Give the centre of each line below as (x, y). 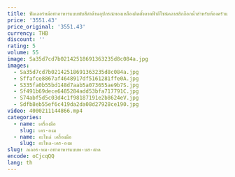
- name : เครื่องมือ (35, 124)
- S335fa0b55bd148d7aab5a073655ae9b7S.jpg (76, 85)
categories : (24, 117)
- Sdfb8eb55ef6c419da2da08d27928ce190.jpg (76, 105)
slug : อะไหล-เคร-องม (46, 144)
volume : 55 (23, 53)
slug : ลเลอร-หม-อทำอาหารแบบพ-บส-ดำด (54, 150)
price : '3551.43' (33, 20)
